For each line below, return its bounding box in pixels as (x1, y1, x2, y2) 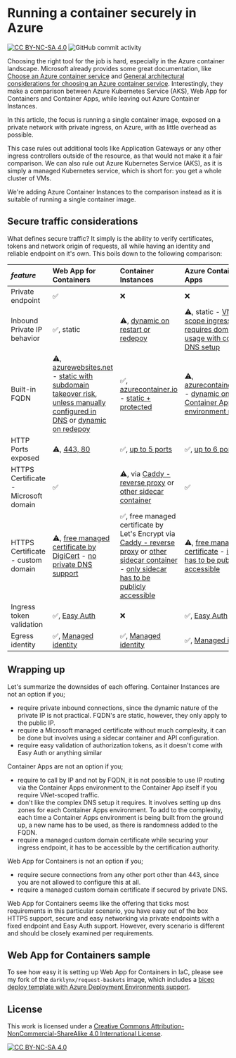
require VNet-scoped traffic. (17, 790, 100, 799)
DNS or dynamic (52, 415, 107, 425)
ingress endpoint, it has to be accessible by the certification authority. (17, 843, 220, 852)
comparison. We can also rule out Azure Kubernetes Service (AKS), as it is (7, 158, 223, 167)
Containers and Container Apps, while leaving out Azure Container (7, 94, 200, 103)
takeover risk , (52, 389, 98, 399)
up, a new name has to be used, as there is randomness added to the (17, 821, 218, 829)
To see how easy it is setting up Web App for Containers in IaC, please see (7, 968, 223, 976)
